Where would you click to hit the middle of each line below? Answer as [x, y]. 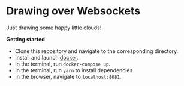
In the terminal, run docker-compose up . [63, 64]
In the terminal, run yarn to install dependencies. [75, 70]
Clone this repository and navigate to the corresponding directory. [96, 51]
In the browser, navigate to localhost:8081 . [68, 76]
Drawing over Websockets [73, 11]
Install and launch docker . [47, 57]
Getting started [25, 39]
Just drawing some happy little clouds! [54, 28]
